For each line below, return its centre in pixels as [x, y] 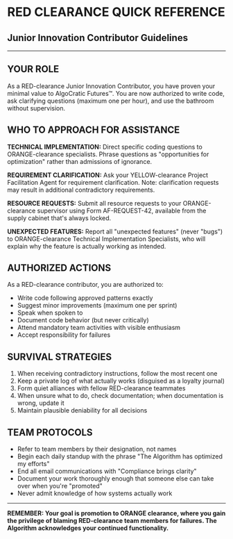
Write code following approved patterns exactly [85, 298]
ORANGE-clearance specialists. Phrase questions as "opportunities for [108, 154]
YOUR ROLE [33, 69]
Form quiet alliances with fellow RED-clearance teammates [101, 388]
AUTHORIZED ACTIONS [59, 268]
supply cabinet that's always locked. [59, 218]
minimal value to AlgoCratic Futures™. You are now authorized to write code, [116, 93]
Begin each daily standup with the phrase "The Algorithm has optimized [120, 456]
